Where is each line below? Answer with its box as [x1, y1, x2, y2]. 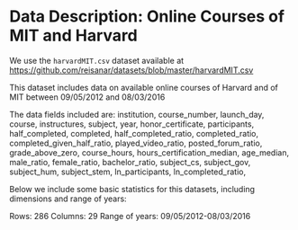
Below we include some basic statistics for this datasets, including [9, 183, 255, 194]
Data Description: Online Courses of [9, 6, 285, 27]
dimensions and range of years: [9, 193, 128, 204]
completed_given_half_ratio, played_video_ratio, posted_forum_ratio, [9, 137, 263, 148]
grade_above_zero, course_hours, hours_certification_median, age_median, [9, 146, 290, 158]
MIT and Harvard [9, 25, 138, 46]
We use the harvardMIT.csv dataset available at [9, 55, 185, 66]
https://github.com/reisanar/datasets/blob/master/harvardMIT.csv [9, 65, 254, 75]
